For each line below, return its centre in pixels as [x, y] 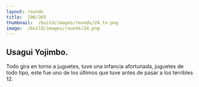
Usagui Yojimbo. [37, 52]
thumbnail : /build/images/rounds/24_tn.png [62, 22]
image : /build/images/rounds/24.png [53, 28]
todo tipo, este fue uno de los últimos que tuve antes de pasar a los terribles [100, 73]
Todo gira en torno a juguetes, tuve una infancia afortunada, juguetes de [95, 66]
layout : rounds [25, 12]
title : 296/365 [26, 17]
